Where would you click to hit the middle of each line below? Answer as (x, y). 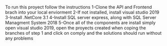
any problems (19, 38)
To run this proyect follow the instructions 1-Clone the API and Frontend (79, 7)
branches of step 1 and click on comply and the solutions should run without (83, 33)
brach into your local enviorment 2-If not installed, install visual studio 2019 (82, 12)
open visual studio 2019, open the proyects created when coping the (76, 28)
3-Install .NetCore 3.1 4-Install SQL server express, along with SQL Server (81, 17)
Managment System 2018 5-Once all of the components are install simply (81, 23)
